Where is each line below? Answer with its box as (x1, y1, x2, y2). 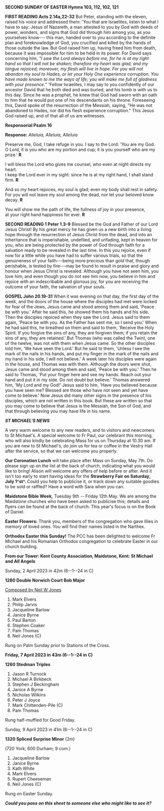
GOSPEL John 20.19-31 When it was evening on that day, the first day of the (5, 293, 159, 299)
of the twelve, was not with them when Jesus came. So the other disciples (5, 340, 155, 346)
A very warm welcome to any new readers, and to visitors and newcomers (5, 427, 155, 433)
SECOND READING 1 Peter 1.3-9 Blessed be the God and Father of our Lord (5, 221, 158, 227)
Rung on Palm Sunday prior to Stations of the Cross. (5, 643, 110, 648)
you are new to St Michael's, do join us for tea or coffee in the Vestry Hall (5, 443, 153, 448)
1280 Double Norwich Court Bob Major (5, 577, 85, 583)
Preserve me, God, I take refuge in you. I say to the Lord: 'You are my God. (5, 141, 155, 147)
